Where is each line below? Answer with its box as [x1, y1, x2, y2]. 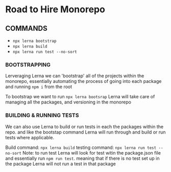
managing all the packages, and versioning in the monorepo [5, 99, 132, 105]
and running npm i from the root [5, 83, 72, 90]
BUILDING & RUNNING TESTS [5, 112, 79, 119]
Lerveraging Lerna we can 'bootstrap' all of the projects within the [5, 73, 144, 79]
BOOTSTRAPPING [5, 61, 51, 68]
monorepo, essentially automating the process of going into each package [5, 78, 162, 84]
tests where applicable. [5, 134, 55, 140]
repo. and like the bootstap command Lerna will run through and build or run [5, 129, 166, 135]
